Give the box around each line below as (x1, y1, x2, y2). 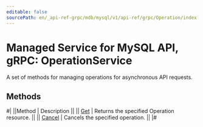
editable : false (6, 9, 47, 15)
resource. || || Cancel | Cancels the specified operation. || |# (6, 114, 157, 122)
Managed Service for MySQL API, (6, 41, 179, 55)
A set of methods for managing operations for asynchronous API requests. (6, 74, 193, 81)
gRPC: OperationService (6, 53, 132, 67)
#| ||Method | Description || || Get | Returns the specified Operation (6, 108, 174, 115)
